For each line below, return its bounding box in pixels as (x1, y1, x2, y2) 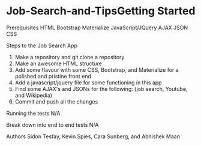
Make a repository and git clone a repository (14, 53, 125, 60)
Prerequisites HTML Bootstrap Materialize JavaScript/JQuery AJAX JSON (6, 24, 188, 31)
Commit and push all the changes (14, 98, 98, 105)
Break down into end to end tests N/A (6, 121, 99, 128)
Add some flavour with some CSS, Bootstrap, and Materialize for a (14, 66, 179, 73)
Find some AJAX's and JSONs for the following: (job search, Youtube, (14, 85, 188, 92)
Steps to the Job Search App (6, 42, 78, 49)
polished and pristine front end (14, 72, 92, 80)
